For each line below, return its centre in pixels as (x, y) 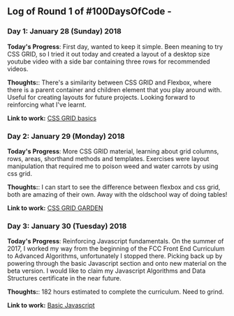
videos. (18, 68)
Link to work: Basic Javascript (51, 306)
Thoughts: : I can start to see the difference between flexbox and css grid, (114, 187)
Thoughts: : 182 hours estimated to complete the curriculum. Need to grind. (116, 292)
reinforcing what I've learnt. (47, 105)
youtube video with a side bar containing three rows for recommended (109, 61)
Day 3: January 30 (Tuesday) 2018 (67, 226)
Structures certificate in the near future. (64, 278)
